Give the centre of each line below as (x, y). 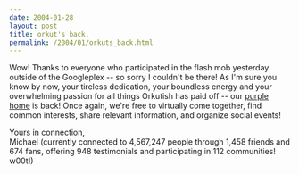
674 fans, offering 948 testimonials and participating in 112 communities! (143, 152)
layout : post (33, 26)
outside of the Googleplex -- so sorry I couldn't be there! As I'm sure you (143, 78)
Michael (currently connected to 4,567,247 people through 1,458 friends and (149, 142)
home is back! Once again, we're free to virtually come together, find (136, 106)
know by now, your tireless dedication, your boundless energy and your (141, 87)
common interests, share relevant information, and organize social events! (145, 115)
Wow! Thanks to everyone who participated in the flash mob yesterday (139, 68)
